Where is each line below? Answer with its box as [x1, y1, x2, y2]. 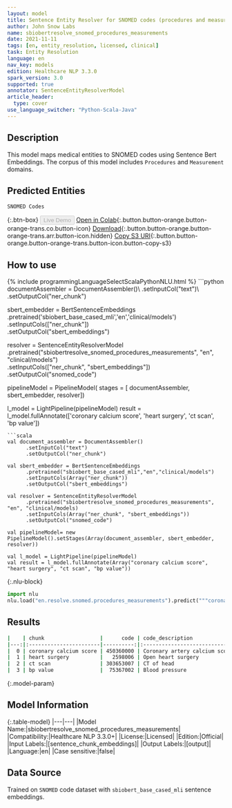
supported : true [7, 81, 54, 88]
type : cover [13, 100, 48, 107]
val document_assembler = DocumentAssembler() [7, 439, 144, 445]
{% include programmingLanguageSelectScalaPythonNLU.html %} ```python [7, 278, 224, 286]
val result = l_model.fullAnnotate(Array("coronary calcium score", [7, 559, 209, 566]
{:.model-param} [7, 680, 55, 687]
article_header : [7, 94, 54, 101]
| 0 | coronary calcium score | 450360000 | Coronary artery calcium [7, 647, 215, 655]
